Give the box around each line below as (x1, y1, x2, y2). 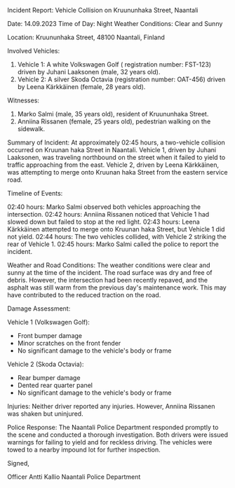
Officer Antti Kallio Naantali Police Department (7, 473, 141, 481)
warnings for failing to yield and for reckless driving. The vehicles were (7, 438, 213, 446)
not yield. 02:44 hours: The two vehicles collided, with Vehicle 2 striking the (7, 233, 227, 240)
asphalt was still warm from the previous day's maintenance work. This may (7, 283, 227, 292)
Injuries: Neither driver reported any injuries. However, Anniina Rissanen (7, 402, 215, 410)
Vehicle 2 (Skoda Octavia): (7, 360, 84, 368)
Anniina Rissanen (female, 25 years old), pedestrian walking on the (17, 117, 211, 126)
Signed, (7, 459, 29, 467)
